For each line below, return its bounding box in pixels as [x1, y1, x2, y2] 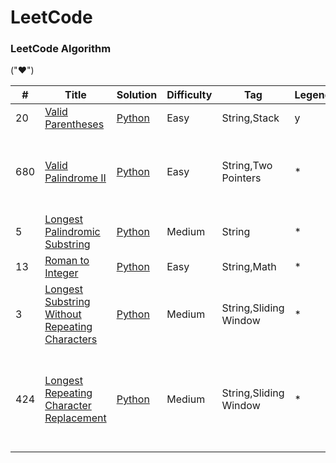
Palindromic [44, 225, 101, 239]
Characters [44, 332, 98, 346]
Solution [116, 88, 158, 102]
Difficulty [166, 88, 213, 102]
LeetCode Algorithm [10, 42, 112, 56]
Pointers [221, 171, 262, 185]
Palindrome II [44, 171, 107, 185]
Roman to [44, 254, 90, 268]
